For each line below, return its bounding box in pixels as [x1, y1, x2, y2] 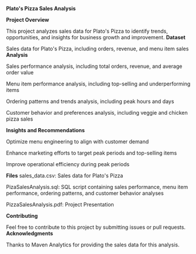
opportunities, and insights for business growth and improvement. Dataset [6, 34, 186, 40]
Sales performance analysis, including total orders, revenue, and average [6, 63, 183, 70]
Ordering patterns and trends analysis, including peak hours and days [6, 98, 174, 105]
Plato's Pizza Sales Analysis [6, 5, 76, 12]
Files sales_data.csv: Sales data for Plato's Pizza [6, 172, 123, 179]
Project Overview [6, 16, 50, 23]
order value [6, 69, 34, 75]
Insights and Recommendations [6, 127, 85, 133]
